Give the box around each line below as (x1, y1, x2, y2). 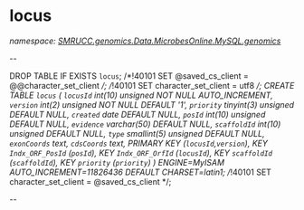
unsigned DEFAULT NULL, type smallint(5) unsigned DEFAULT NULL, (9, 128, 265, 138)
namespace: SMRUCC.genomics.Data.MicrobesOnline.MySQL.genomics (9, 35, 281, 46)
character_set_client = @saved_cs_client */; (9, 176, 172, 186)
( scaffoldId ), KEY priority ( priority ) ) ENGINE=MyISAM (9, 157, 224, 167)
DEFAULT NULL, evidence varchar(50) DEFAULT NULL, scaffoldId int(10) (9, 119, 281, 129)
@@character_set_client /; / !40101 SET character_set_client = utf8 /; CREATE (9, 80, 295, 91)
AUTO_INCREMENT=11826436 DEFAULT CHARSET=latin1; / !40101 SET (9, 167, 271, 177)
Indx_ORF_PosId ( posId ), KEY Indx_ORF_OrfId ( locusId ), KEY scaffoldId (9, 147, 273, 158)
